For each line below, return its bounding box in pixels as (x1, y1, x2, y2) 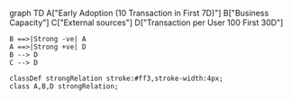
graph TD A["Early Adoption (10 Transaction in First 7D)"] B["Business (9, 8, 269, 18)
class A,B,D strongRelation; (9, 82, 119, 91)
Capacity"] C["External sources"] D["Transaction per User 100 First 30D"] (9, 17, 284, 28)
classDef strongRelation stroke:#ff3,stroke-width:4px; (9, 74, 224, 83)
